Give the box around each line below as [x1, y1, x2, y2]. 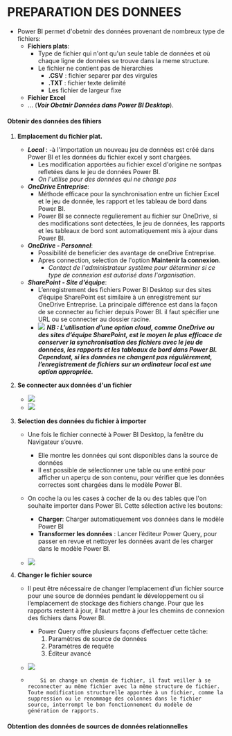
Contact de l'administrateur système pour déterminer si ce [48, 264, 216, 272]
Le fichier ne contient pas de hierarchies [37, 64, 154, 72]
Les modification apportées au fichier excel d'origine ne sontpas [37, 160, 222, 169]
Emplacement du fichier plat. [17, 132, 102, 141]
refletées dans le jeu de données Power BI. [37, 168, 161, 176]
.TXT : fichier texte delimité [48, 78, 126, 87]
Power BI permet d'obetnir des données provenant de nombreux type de [17, 27, 225, 35]
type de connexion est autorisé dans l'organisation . [48, 271, 196, 280]
